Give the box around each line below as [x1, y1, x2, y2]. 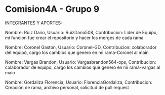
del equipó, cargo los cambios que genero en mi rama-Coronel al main [5, 49, 149, 55]
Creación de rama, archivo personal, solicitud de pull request [5, 84, 129, 90]
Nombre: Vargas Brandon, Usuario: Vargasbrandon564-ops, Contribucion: [5, 59, 157, 65]
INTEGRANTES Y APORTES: [5, 20, 63, 26]
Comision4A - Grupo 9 [5, 3, 100, 15]
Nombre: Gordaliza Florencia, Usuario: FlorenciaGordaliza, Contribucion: [5, 79, 153, 85]
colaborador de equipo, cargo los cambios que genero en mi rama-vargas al [5, 64, 161, 70]
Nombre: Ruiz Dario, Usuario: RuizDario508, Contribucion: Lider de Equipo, [5, 29, 158, 35]
